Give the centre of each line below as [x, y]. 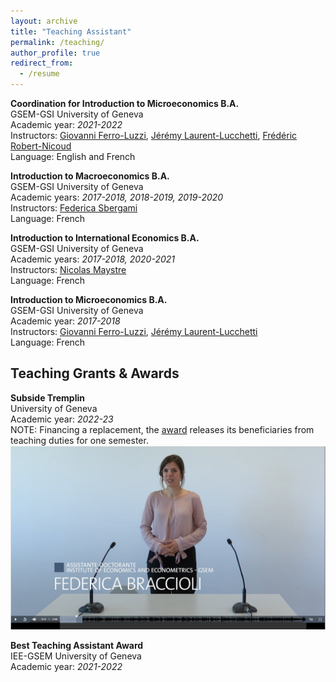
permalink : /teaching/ [57, 42]
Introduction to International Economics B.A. [105, 238]
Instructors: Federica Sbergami [74, 208]
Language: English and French [73, 156]
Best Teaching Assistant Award [77, 646]
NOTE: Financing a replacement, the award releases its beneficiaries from [162, 429]
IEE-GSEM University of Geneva [76, 656]
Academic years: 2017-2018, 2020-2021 [93, 259]
